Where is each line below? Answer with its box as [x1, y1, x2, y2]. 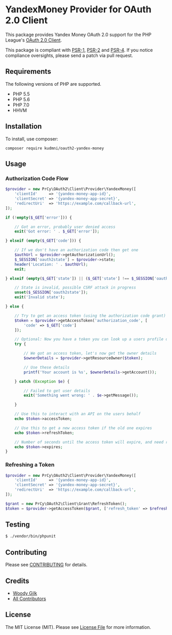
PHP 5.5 [12, 91, 30, 97]
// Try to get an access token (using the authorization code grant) [14, 313, 166, 318]
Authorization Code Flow [5, 175, 69, 182]
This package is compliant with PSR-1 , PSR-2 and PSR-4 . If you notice [5, 47, 153, 53]
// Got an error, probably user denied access [14, 224, 116, 229]
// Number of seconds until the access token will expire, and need [14, 439, 164, 445]
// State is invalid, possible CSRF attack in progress [14, 285, 137, 291]
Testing [5, 520, 30, 529]
